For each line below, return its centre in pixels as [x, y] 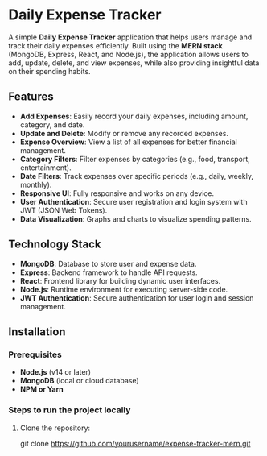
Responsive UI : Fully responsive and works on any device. [117, 193]
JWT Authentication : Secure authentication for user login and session [137, 298]
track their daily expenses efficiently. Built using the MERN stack [115, 45]
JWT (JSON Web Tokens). [64, 210]
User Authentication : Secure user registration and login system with [133, 201]
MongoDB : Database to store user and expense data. [108, 263]
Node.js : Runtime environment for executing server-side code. [124, 289]
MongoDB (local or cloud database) [79, 381]
